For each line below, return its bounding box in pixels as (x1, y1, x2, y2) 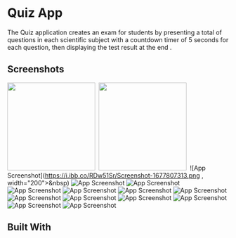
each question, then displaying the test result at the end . (7, 43, 172, 51)
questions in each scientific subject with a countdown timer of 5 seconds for (7, 35, 229, 44)
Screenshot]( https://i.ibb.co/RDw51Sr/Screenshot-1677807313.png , (7, 171, 204, 180)
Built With (7, 221, 51, 233)
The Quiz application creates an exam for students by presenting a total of (7, 28, 223, 37)
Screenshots (7, 63, 65, 75)
